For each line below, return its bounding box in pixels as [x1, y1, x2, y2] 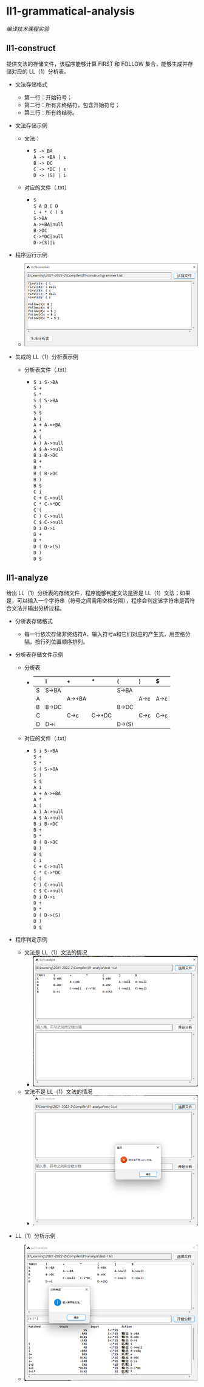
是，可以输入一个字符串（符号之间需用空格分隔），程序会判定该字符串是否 [6, 596, 190, 604]
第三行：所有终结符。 [24, 108, 78, 116]
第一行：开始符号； [24, 93, 73, 101]
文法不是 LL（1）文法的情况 [24, 1088, 93, 1095]
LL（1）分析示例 [15, 1232, 56, 1239]
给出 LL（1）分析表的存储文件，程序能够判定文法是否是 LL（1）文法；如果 [6, 589, 191, 596]
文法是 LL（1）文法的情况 [24, 949, 88, 956]
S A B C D [33, 203, 58, 209]
